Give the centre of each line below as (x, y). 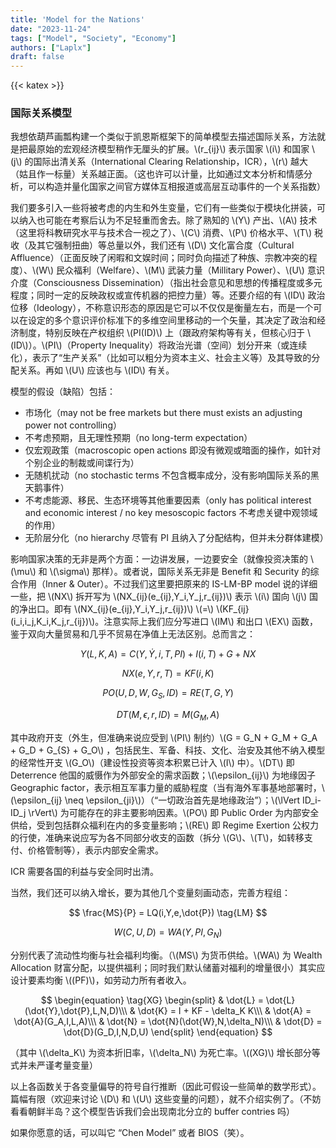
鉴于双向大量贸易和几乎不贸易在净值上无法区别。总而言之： (133, 634)
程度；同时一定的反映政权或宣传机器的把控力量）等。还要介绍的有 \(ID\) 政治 (168, 295)
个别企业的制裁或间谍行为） (82, 463)
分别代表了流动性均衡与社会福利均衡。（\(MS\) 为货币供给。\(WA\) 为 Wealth (166, 955)
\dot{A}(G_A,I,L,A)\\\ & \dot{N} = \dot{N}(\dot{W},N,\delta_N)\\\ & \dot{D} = (168, 1021)
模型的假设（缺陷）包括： (63, 392)
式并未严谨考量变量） (54, 1065)
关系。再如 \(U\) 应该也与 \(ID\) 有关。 (96, 370)
